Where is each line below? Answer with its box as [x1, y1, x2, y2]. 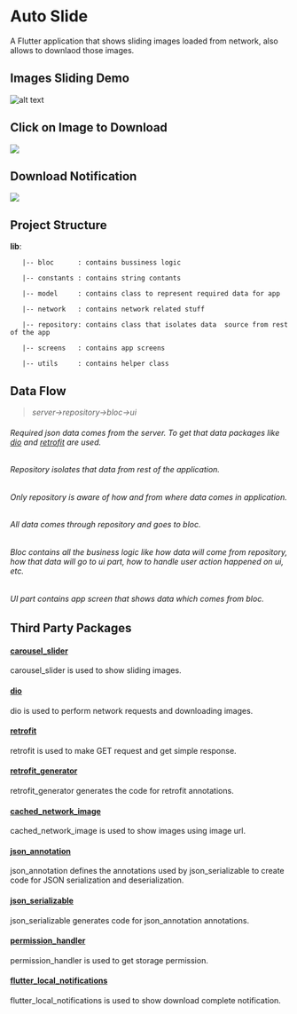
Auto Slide [10, 6, 88, 27]
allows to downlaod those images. [10, 44, 135, 55]
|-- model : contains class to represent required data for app [21, 289, 280, 298]
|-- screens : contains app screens [21, 344, 166, 353]
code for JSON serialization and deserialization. [10, 875, 184, 885]
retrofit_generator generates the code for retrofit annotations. [10, 786, 234, 796]
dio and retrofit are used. [10, 437, 101, 448]
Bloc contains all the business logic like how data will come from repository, [10, 547, 287, 558]
